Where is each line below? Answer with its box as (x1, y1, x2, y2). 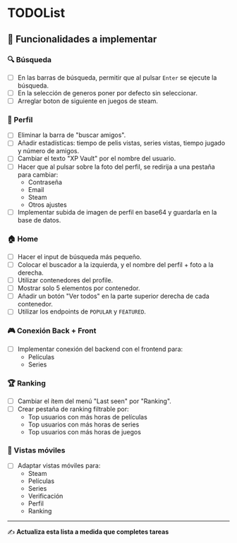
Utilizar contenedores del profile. (17, 276, 114, 285)
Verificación (28, 492, 63, 501)
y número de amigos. (17, 147, 80, 155)
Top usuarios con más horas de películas (28, 413, 148, 422)
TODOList (7, 5, 66, 21)
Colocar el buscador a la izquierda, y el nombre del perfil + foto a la (17, 261, 214, 269)
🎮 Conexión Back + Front (7, 326, 97, 336)
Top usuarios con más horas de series (28, 420, 140, 429)
